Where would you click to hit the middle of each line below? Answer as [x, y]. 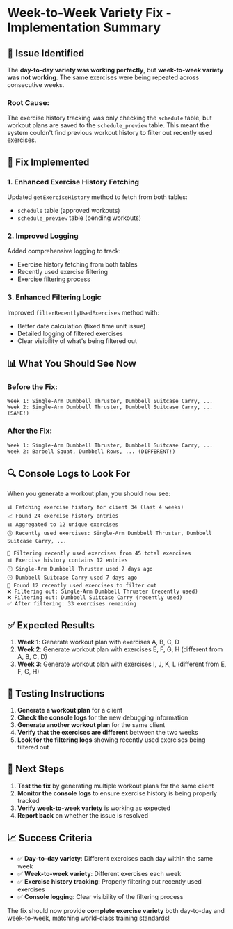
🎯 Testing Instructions [56, 693]
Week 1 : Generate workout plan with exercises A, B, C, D [98, 642]
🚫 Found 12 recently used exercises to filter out [82, 586]
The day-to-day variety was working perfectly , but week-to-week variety [115, 70]
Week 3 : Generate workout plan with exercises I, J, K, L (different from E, [122, 664]
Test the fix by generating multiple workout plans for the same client [115, 786]
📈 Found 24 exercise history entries [63, 516]
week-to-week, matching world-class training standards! [89, 918]
